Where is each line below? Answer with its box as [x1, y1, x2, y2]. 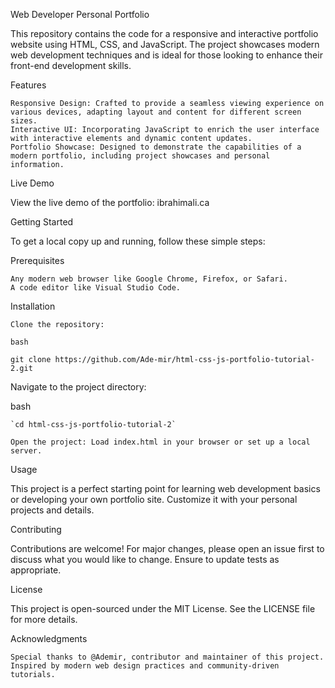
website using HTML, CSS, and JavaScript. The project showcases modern [10, 39, 320, 50]
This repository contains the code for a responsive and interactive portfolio [10, 28, 319, 39]
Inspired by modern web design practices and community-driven [10, 661, 280, 671]
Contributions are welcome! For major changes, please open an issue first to [10, 543, 325, 554]
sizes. [10, 116, 38, 126]
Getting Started [10, 216, 74, 228]
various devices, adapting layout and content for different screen [10, 107, 302, 117]
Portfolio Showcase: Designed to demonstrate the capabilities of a [10, 142, 302, 152]
